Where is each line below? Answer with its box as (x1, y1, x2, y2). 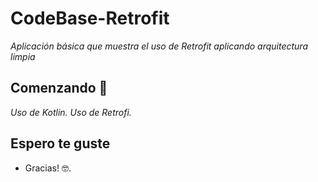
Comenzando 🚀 (10, 80, 108, 97)
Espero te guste (10, 135, 111, 152)
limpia (10, 50, 36, 62)
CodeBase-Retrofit (10, 7, 170, 30)
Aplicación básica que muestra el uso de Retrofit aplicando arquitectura (10, 40, 309, 52)
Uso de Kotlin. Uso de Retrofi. (10, 106, 132, 118)
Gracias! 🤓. (24, 162, 72, 174)
